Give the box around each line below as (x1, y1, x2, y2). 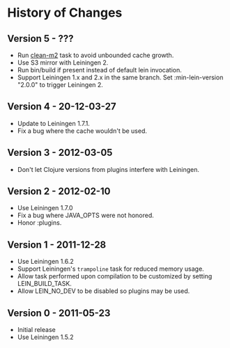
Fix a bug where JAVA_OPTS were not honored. (17, 211, 155, 220)
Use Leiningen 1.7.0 (17, 204, 73, 212)
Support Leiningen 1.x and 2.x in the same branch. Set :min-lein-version (17, 73, 224, 81)
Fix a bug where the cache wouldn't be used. (17, 127, 148, 135)
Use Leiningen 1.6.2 (17, 258, 75, 266)
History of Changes (7, 5, 123, 21)
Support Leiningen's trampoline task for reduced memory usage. (17, 264, 204, 273)
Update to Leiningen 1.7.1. (17, 119, 91, 127)
